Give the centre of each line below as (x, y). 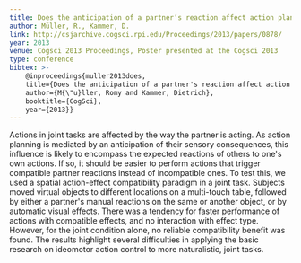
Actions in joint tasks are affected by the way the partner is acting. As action (150, 135)
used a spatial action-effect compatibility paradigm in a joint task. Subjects (147, 183)
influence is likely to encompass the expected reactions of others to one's (146, 154)
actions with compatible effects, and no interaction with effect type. (134, 221)
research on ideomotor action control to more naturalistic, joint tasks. (137, 250)
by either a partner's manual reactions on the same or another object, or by (148, 202)
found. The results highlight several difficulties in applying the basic (134, 240)
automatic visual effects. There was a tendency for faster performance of (145, 211)
